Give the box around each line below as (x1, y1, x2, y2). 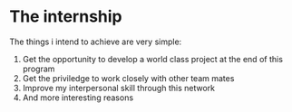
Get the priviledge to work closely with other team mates (22, 72, 235, 83)
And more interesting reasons (22, 92, 134, 103)
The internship (9, 6, 122, 27)
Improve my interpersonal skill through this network (22, 82, 216, 93)
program (22, 63, 55, 74)
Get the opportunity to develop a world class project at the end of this (22, 53, 284, 64)
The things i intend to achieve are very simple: (9, 36, 182, 47)
